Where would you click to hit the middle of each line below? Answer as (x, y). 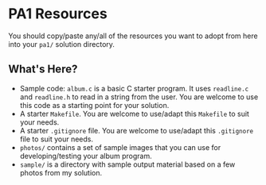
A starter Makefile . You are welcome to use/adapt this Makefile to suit (134, 114)
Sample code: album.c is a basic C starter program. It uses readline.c (134, 88)
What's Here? (43, 69)
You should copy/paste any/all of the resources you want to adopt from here (133, 36)
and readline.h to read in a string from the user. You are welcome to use (139, 97)
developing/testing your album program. (86, 156)
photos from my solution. (61, 172)
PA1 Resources (58, 14)
